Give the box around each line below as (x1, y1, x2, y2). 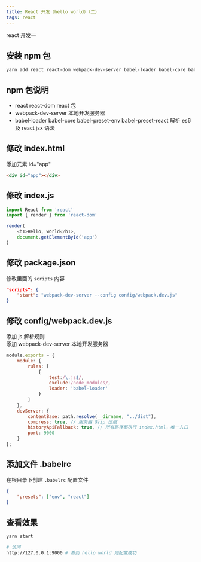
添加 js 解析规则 (6, 333, 45, 340)
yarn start (6, 533, 33, 540)
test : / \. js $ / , (48, 374, 84, 380)
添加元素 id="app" (6, 160, 51, 167)
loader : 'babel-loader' (48, 386, 109, 392)
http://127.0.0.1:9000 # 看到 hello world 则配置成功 (6, 549, 137, 556)
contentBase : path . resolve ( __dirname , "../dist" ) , (28, 413, 157, 419)
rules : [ (28, 363, 50, 369)
